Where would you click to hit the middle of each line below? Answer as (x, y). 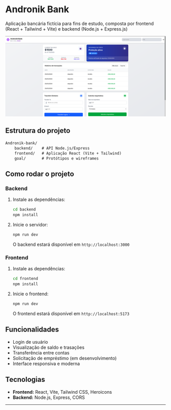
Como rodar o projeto (40, 174)
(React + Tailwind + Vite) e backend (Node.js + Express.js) (67, 29)
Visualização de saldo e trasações (49, 347)
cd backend (24, 210)
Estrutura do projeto (38, 131)
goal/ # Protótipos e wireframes (57, 158)
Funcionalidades (32, 330)
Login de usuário (30, 342)
